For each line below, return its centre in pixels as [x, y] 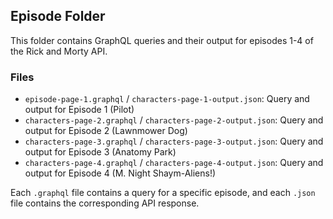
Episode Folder [58, 16]
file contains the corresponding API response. [105, 203]
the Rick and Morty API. [59, 51]
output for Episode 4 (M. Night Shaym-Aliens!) [120, 173]
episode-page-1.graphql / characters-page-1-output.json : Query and [167, 99]
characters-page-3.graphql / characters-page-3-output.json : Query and [174, 141]
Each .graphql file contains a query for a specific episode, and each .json [163, 193]
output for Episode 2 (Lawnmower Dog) [106, 131]
